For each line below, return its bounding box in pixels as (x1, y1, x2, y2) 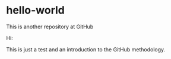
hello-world (6, 4, 65, 17)
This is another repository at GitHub (6, 23, 94, 30)
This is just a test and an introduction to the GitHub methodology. (6, 45, 166, 53)
